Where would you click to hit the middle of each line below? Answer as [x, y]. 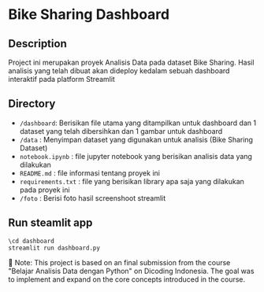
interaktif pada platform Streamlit [62, 79]
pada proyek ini [45, 190]
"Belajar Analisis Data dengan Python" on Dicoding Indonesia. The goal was [131, 271]
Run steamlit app [50, 223]
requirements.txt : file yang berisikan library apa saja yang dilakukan [132, 181]
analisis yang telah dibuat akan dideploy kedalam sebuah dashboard [119, 71]
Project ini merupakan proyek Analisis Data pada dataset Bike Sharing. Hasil [131, 62]
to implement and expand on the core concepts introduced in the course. [127, 279]
